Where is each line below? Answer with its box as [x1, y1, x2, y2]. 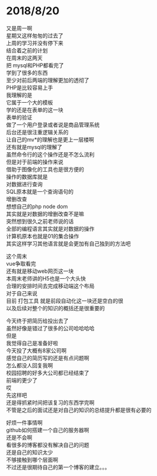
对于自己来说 [6, 289, 37, 297]
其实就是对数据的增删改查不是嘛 [6, 210, 84, 217]
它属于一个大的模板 [6, 99, 53, 106]
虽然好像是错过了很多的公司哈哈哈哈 [6, 324, 95, 332]
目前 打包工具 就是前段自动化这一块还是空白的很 [6, 297, 123, 304]
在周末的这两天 [6, 54, 43, 61]
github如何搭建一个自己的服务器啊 [6, 426, 89, 433]
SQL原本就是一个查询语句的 [6, 188, 74, 195]
